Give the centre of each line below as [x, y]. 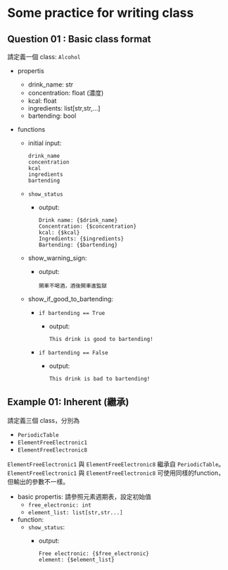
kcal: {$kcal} [59, 233]
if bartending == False [73, 353]
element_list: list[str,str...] [75, 512]
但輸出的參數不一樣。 [38, 481]
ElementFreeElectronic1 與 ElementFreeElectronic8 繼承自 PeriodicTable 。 [116, 464]
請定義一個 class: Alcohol [44, 57]
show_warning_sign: [57, 258]
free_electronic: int [59, 505]
